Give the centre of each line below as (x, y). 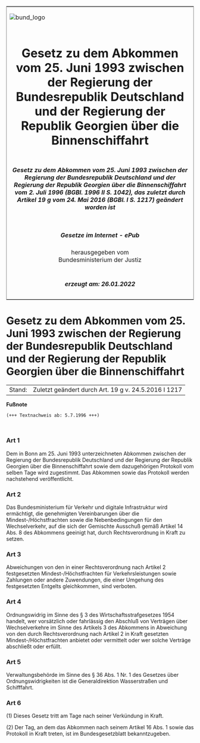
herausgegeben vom (100, 253)
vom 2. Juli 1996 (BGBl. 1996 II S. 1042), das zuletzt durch (100, 192)
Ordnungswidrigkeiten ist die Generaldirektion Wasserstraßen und (87, 681)
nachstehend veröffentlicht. (40, 478)
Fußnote (17, 404)
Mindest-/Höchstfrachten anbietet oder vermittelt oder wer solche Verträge (99, 640)
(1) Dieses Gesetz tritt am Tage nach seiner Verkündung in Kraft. (85, 716)
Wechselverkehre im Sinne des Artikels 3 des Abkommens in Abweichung (97, 627)
